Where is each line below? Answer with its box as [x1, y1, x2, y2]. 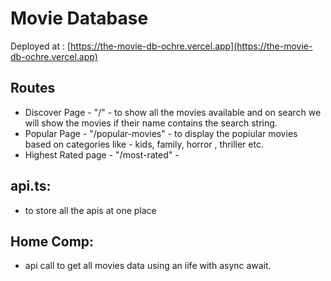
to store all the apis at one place [24, 204, 157, 216]
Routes [10, 80, 56, 97]
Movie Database [10, 7, 149, 30]
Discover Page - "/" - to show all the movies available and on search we [24, 106, 322, 118]
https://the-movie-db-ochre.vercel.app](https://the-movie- [70, 40, 313, 52]
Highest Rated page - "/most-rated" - [24, 148, 180, 161]
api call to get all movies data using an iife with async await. [24, 260, 272, 272]
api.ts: [10, 178, 52, 195]
